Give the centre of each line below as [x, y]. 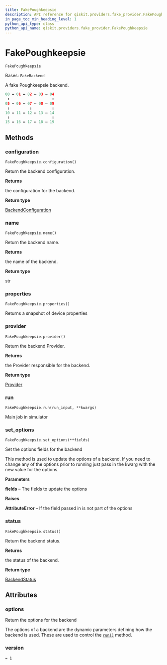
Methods [19, 137]
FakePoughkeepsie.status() [33, 532]
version [14, 648]
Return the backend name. [32, 243]
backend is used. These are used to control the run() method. [69, 635]
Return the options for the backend [41, 620]
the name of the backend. [32, 262]
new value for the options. [32, 470]
